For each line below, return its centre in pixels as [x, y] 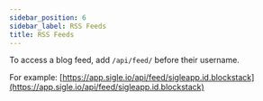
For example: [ [36, 78]
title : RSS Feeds [42, 34]
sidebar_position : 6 [48, 18]
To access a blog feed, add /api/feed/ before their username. [125, 60]
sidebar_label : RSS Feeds [58, 26]
